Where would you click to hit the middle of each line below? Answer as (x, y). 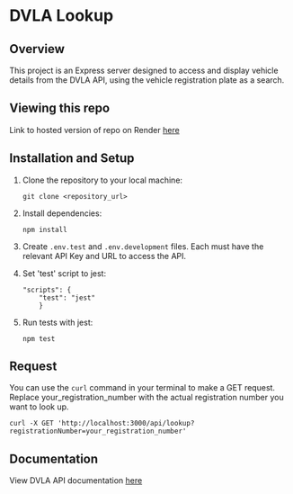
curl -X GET (31, 424)
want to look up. (39, 407)
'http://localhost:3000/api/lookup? (126, 424)
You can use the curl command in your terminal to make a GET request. (142, 388)
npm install (44, 229)
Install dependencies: (62, 213)
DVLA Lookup (62, 16)
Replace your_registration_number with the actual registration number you (147, 398)
